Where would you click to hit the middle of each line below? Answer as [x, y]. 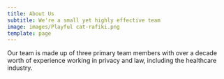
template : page [29, 33]
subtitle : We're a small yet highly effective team [84, 20]
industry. [20, 68]
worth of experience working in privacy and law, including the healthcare [112, 61]
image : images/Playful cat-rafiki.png [64, 27]
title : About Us [31, 14]
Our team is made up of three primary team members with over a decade [112, 53]
